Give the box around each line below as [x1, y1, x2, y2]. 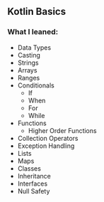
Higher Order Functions [28, 126, 97, 134]
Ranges [17, 73, 40, 82]
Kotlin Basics [7, 6, 66, 18]
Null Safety [17, 186, 50, 195]
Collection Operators [17, 134, 79, 142]
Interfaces [17, 179, 48, 188]
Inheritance [17, 171, 52, 180]
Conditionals [17, 81, 54, 90]
